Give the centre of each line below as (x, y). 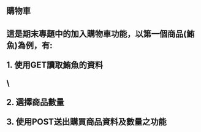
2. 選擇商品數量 (35, 102)
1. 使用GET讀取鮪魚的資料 (55, 65)
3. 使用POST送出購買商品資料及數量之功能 (86, 122)
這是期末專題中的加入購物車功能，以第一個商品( (97, 33)
